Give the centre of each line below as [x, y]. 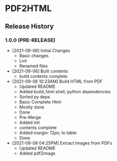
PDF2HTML [28, 8]
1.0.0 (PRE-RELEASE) [30, 40]
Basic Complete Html [40, 102]
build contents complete [43, 76]
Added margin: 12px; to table [48, 132]
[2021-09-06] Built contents [40, 71]
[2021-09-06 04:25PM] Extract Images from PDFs [62, 143]
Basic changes [34, 56]
